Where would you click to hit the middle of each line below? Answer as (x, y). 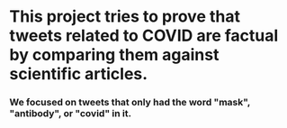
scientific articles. (79, 74)
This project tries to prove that (125, 17)
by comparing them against (114, 55)
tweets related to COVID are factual (144, 36)
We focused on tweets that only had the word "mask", (130, 103)
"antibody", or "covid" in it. (71, 114)
